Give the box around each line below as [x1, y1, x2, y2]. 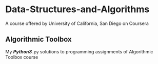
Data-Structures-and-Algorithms [5, 4, 150, 15]
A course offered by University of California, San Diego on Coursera [5, 20, 149, 26]
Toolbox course [5, 54, 38, 60]
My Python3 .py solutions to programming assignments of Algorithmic [5, 48, 153, 54]
